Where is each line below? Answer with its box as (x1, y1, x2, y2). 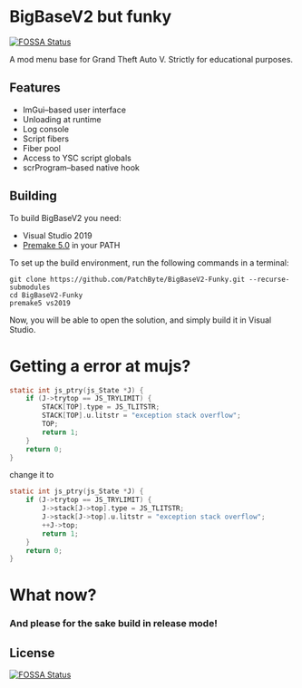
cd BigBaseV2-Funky (9, 290, 83, 300)
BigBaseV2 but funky (9, 6, 172, 27)
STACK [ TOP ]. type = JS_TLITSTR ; (42, 402, 161, 412)
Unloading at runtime (22, 113, 102, 124)
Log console (22, 123, 70, 134)
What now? (9, 585, 97, 606)
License (9, 645, 55, 661)
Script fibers (22, 133, 70, 144)
